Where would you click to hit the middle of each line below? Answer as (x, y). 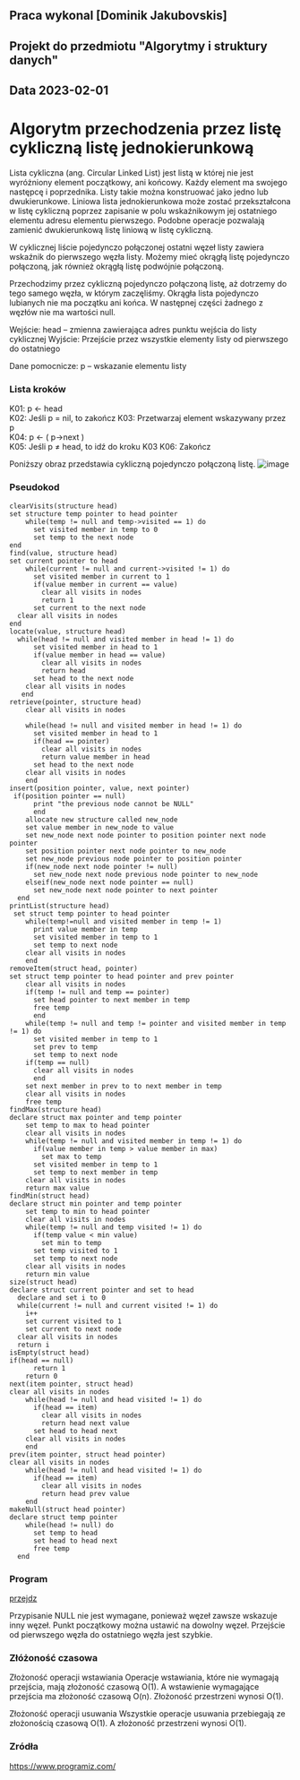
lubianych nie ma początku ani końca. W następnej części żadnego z (137, 303)
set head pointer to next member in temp (111, 1000)
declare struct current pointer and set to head (102, 1290)
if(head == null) (42, 1360)
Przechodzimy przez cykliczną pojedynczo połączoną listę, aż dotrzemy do (148, 284)
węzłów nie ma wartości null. (63, 313)
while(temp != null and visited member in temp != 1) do (134, 1141)
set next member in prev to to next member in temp (124, 1086)
